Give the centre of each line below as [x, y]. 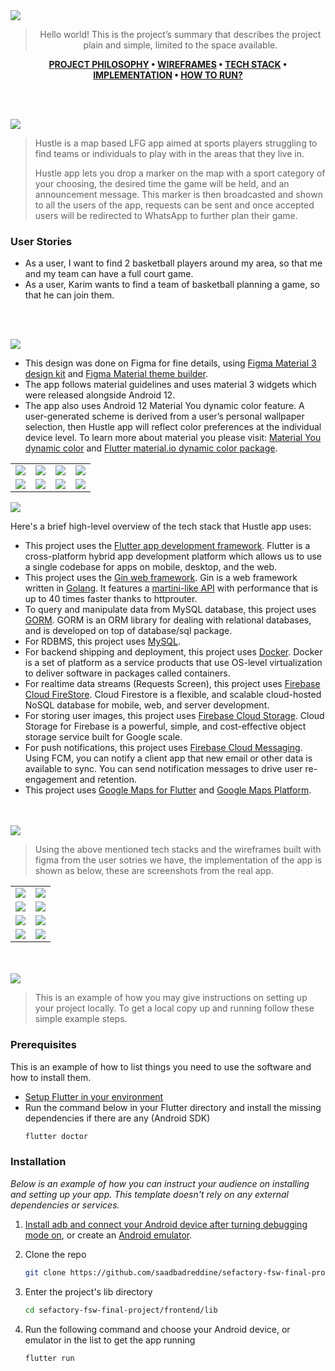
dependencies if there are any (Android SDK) [117, 1118]
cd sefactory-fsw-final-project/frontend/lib [121, 1310]
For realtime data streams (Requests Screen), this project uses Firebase [172, 684]
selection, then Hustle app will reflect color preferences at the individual [173, 427]
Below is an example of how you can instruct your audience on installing [160, 1183]
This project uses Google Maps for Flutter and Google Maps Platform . [168, 790]
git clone [45, 1272]
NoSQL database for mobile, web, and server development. [147, 705]
